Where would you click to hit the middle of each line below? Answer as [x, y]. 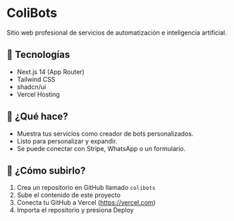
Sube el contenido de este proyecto [69, 195]
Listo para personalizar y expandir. [67, 141]
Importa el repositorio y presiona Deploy [75, 210]
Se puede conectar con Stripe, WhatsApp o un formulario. [101, 148]
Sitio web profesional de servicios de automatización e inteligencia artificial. [117, 32]
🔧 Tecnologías [38, 55]
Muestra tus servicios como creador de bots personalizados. [105, 133]
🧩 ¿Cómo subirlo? [46, 171]
